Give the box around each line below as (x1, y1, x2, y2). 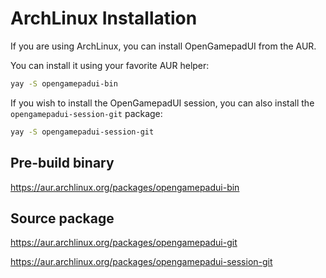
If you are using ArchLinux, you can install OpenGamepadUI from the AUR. (10, 40, 317, 52)
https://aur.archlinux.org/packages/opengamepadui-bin (10, 181, 240, 193)
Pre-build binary (10, 155, 115, 172)
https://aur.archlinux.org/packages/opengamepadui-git (10, 237, 238, 249)
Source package (10, 210, 115, 227)
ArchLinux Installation (10, 7, 198, 30)
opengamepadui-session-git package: (10, 107, 163, 119)
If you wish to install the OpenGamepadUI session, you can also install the (10, 97, 315, 109)
